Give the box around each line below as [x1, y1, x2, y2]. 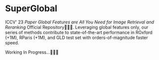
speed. [5, 40, 19, 45]
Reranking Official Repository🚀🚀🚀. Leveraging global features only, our [5, 24, 149, 30]
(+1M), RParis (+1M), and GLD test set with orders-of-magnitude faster [5, 35, 148, 40]
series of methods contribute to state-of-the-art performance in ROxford [5, 29, 153, 35]
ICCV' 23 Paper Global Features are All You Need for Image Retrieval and [5, 19, 154, 25]
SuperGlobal [5, 3, 58, 14]
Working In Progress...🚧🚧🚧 [5, 49, 59, 55]
